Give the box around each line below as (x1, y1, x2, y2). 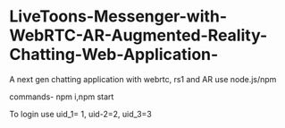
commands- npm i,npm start (9, 91, 114, 102)
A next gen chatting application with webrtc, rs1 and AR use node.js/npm (9, 73, 277, 84)
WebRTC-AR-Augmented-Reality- (9, 25, 268, 46)
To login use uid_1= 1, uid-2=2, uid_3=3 (9, 108, 152, 119)
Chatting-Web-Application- (9, 45, 219, 64)
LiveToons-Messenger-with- (9, 6, 228, 27)
